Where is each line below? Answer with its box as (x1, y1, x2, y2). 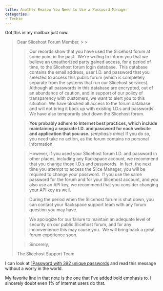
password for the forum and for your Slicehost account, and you (29, 177, 159, 182)
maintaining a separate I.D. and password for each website (29, 126, 151, 132)
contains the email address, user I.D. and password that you (29, 69, 150, 75)
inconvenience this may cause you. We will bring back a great (29, 227, 155, 233)
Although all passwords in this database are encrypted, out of (29, 85, 154, 91)
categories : (5, 12, 29, 17)
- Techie (5, 16, 23, 21)
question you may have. (29, 207, 78, 213)
